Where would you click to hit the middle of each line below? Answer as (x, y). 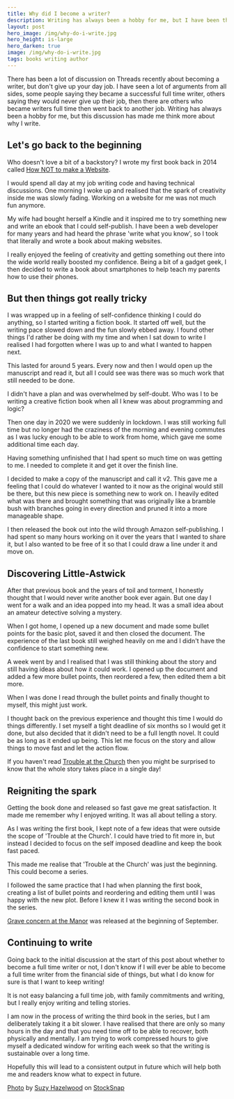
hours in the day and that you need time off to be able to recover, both (108, 1031)
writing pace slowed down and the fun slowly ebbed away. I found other (111, 330)
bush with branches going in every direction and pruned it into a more (107, 509)
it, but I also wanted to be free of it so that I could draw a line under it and (112, 544)
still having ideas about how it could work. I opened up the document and (112, 669)
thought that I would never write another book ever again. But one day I (109, 598)
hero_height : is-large (40, 40)
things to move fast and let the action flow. (68, 748)
